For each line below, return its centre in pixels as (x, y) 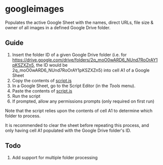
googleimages (35, 9)
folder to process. (23, 116)
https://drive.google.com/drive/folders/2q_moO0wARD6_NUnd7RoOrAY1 (85, 60)
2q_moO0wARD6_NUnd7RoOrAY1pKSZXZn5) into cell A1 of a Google (81, 70)
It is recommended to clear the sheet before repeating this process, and (77, 125)
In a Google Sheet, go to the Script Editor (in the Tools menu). (74, 86)
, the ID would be (51, 65)
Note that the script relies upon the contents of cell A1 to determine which (79, 110)
